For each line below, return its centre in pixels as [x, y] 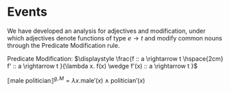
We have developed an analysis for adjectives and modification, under [106, 31]
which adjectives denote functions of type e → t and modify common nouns [115, 38]
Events [27, 12]
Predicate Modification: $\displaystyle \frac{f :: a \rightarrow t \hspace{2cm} [115, 58]
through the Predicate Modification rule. [64, 45]
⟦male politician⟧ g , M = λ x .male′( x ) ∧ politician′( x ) [76, 79]
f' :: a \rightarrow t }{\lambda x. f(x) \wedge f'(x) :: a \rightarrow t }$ [102, 66]
